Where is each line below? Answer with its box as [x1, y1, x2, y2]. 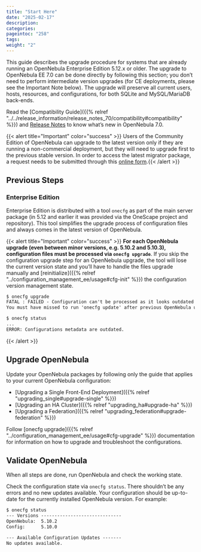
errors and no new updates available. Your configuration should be [6, 489, 170, 496]
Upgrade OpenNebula [6, 355, 89, 365]
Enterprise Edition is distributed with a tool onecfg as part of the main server [6, 207, 193, 214]
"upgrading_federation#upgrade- [104, 407, 187, 414]
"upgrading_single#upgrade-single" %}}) [14, 395, 117, 402]
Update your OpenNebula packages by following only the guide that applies [6, 370, 193, 377]
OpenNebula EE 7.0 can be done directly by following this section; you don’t [6, 71, 193, 78]
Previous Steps [6, 175, 64, 185]
